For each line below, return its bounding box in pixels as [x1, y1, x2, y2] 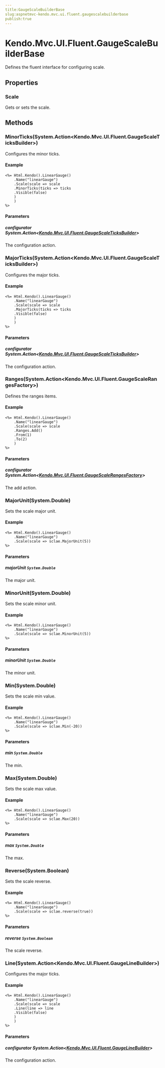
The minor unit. [5, 670, 36, 675]
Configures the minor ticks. [5, 151, 60, 156]
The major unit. [5, 577, 36, 583]
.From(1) [14, 432, 32, 438]
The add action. [5, 485, 37, 490]
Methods [5, 119, 33, 127]
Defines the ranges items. [5, 393, 57, 399]
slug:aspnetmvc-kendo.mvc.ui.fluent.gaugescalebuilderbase [5, 12, 129, 17]
